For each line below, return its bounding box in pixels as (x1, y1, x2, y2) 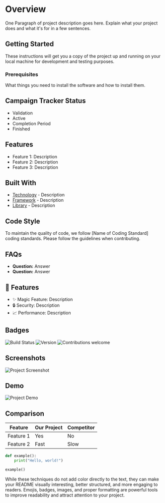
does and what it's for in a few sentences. (5, 25, 91, 31)
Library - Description (12, 202, 56, 208)
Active (12, 115, 26, 121)
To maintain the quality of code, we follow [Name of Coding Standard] (5, 230, 149, 236)
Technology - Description (12, 192, 65, 198)
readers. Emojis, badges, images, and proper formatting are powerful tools (5, 487, 158, 493)
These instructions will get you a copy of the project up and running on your (5, 53, 161, 59)
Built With (5, 179, 36, 187)
